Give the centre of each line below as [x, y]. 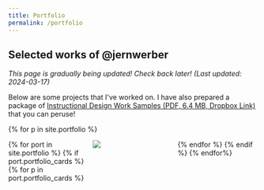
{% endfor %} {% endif [215, 145]
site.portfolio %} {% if [43, 153]
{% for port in [30, 145]
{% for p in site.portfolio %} [53, 129]
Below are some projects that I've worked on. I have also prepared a [119, 97]
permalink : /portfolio [45, 23]
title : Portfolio [37, 15]
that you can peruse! [42, 114]
